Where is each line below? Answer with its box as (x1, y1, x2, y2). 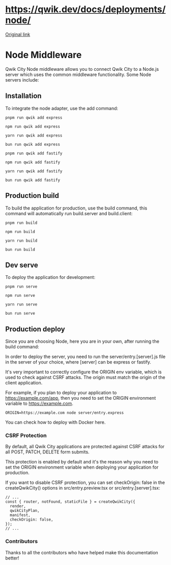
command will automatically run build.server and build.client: (5, 210, 133, 216)
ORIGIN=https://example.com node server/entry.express (5, 410, 124, 416)
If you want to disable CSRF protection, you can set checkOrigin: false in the (5, 479, 165, 485)
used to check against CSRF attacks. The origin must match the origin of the (5, 374, 165, 380)
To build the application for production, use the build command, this (5, 205, 148, 211)
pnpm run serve (5, 284, 38, 289)
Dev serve (5, 261, 38, 269)
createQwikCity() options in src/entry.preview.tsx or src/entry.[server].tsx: (5, 485, 160, 491)
